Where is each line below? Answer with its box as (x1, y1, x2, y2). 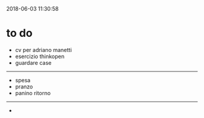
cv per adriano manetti (15, 46, 72, 53)
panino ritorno (15, 89, 51, 96)
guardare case (15, 59, 52, 66)
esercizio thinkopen (15, 53, 65, 60)
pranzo (15, 83, 33, 90)
